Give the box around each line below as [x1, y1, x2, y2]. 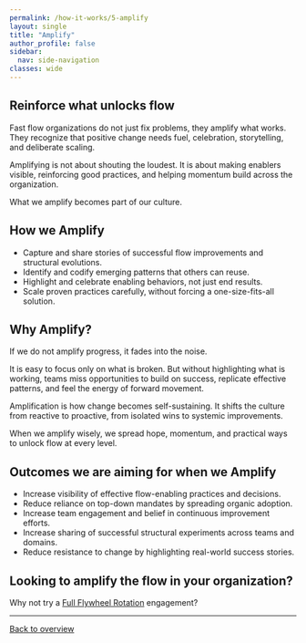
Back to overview [9, 623, 75, 634]
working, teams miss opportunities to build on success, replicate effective [9, 373, 287, 384]
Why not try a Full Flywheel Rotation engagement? [9, 596, 199, 607]
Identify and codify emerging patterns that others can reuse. [22, 266, 250, 277]
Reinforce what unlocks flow [9, 98, 175, 114]
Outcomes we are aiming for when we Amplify [9, 464, 277, 480]
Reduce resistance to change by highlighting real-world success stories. [22, 546, 295, 557]
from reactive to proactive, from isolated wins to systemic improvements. [9, 410, 284, 421]
